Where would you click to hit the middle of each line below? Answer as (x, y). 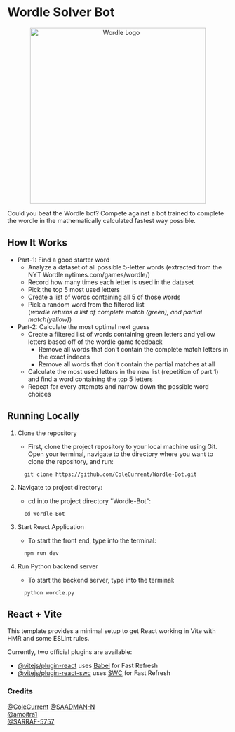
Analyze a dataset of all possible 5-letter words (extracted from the (125, 267)
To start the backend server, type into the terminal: (101, 580)
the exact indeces (64, 357)
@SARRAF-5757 (31, 721)
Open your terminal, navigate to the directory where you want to (121, 454)
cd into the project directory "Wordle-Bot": (89, 501)
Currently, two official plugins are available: (70, 652)
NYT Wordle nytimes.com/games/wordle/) (89, 274)
